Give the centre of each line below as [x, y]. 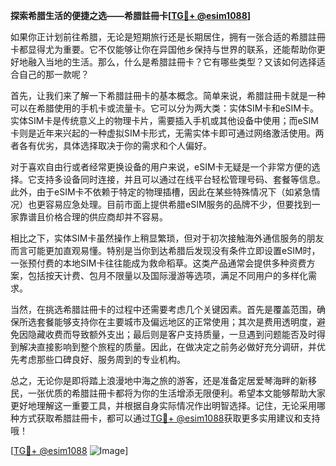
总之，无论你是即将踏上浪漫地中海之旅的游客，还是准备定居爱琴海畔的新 [159, 380]
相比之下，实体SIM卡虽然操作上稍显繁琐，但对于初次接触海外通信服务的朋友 [167, 238]
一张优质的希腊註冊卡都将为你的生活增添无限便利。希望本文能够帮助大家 [176, 393]
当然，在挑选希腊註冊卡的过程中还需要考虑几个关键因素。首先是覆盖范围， [163, 309]
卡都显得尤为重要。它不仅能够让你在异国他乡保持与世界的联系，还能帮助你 [163, 49]
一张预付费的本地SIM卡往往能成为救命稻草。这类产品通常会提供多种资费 [158, 263]
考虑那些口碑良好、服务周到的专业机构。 [102, 359]
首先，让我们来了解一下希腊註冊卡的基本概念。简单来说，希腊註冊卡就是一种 [168, 95]
